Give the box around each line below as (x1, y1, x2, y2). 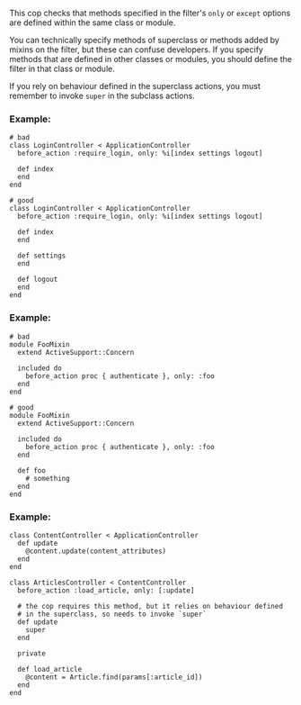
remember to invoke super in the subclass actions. (9, 90, 195, 101)
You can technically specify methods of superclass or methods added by (9, 35, 280, 45)
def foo (17, 465, 47, 475)
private (17, 648, 47, 658)
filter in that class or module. (9, 63, 115, 74)
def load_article (17, 664, 83, 673)
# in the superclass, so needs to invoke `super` (17, 610, 207, 619)
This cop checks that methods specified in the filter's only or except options (9, 8, 291, 18)
